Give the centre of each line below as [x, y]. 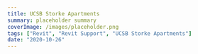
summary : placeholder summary [52, 20]
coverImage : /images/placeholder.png [63, 27]
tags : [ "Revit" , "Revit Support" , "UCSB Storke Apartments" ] [100, 33]
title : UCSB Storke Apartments [54, 14]
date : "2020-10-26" [36, 40]
